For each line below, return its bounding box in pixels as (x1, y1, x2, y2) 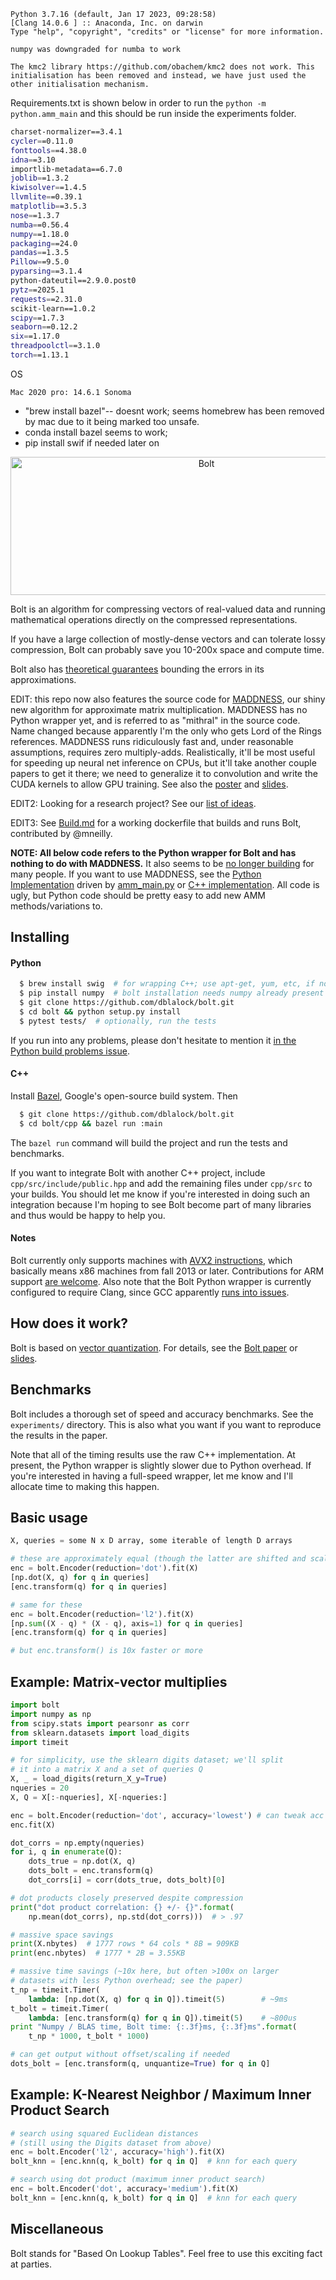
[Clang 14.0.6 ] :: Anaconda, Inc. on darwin (10, 18, 203, 28)
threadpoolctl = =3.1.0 (10, 341, 101, 351)
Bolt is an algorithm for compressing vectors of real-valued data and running (10, 603, 326, 615)
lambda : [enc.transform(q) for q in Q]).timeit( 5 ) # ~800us (28, 2013, 298, 2023)
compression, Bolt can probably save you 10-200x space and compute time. (10, 643, 325, 655)
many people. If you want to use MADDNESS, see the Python (10, 868, 262, 880)
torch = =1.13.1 (10, 350, 70, 360)
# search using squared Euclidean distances (10, 2128, 199, 2139)
